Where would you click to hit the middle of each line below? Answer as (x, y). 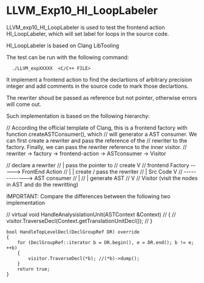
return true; (34, 269)
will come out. (24, 104)
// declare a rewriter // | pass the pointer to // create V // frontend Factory (98, 165)
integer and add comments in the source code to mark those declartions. (98, 86)
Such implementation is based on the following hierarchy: (78, 116)
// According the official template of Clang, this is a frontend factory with (97, 127)
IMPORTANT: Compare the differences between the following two (88, 196)
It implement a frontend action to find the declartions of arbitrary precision (99, 79)
